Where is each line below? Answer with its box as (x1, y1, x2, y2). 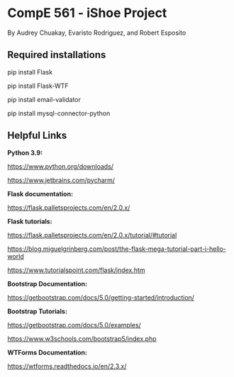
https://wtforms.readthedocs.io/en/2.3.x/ (7, 361, 127, 370)
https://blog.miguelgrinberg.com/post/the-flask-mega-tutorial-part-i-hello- (7, 244, 227, 253)
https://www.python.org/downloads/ (7, 162, 114, 171)
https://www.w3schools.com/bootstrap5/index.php (7, 334, 157, 343)
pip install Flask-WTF (7, 81, 69, 90)
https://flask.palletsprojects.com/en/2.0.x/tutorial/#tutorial (7, 230, 177, 239)
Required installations (7, 49, 106, 61)
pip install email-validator (7, 95, 82, 103)
